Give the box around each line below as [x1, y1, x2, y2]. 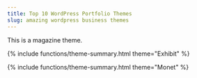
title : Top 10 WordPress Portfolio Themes [7, 10, 132, 17]
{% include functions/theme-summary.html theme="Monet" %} [7, 63, 189, 71]
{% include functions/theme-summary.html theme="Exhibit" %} [7, 49, 190, 58]
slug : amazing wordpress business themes [7, 17, 129, 24]
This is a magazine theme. [7, 36, 83, 44]
